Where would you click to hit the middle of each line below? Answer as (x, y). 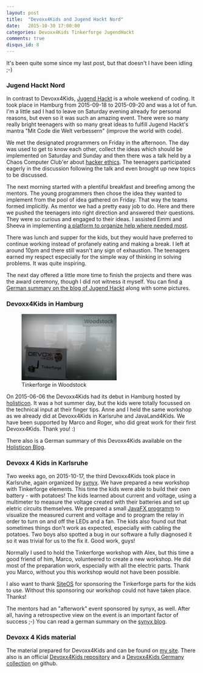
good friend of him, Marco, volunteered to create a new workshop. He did (98, 559)
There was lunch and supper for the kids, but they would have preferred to (100, 238)
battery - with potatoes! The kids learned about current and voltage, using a (101, 495)
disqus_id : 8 (23, 45)
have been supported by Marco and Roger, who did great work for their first (101, 422)
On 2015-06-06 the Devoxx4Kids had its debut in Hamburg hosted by (93, 396)
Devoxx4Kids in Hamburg (45, 304)
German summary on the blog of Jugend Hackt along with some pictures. (98, 288)
